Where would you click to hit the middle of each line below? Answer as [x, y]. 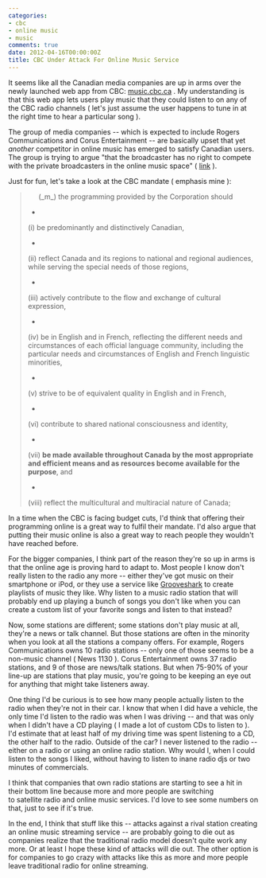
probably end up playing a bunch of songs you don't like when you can [124, 601]
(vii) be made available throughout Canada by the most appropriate [141, 455]
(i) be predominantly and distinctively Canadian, [106, 227]
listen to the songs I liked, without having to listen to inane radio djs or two [129, 759]
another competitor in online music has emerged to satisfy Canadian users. [131, 149]
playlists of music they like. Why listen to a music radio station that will [123, 592]
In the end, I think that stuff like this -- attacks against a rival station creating [133, 823]
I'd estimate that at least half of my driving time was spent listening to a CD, [132, 733]
